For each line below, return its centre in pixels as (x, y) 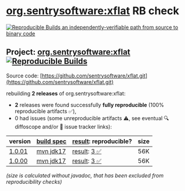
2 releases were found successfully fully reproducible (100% (89, 105)
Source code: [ (24, 76)
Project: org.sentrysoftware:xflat (68, 52)
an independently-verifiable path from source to (120, 27)
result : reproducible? (102, 141)
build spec (51, 141)
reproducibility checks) (34, 182)
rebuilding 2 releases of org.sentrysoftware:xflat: (66, 93)
